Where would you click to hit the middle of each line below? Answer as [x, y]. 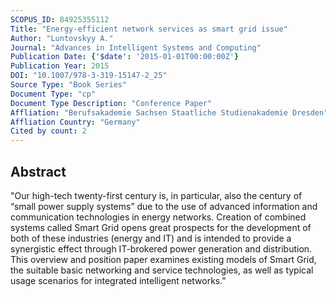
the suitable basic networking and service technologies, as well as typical [162, 270]
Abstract [38, 171]
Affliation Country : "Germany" [75, 122]
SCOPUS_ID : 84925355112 [60, 19]
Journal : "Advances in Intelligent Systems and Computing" [136, 47]
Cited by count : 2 [48, 131]
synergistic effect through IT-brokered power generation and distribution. [161, 248]
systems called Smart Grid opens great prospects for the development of [161, 227]
